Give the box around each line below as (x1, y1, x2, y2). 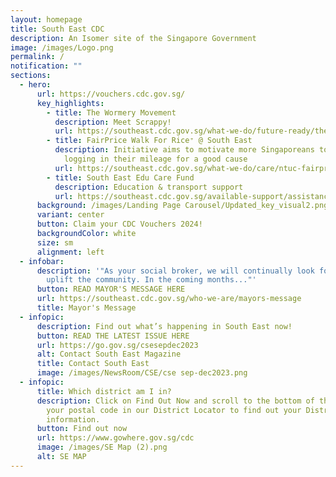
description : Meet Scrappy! (54, 117, 172, 127)
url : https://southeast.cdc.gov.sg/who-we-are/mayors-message (36, 294, 302, 304)
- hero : (19, 80, 52, 90)
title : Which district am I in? (36, 386, 172, 396)
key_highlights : (36, 98, 105, 108)
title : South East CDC (10, 24, 105, 34)
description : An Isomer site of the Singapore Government (10, 33, 257, 43)
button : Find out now (36, 424, 128, 434)
